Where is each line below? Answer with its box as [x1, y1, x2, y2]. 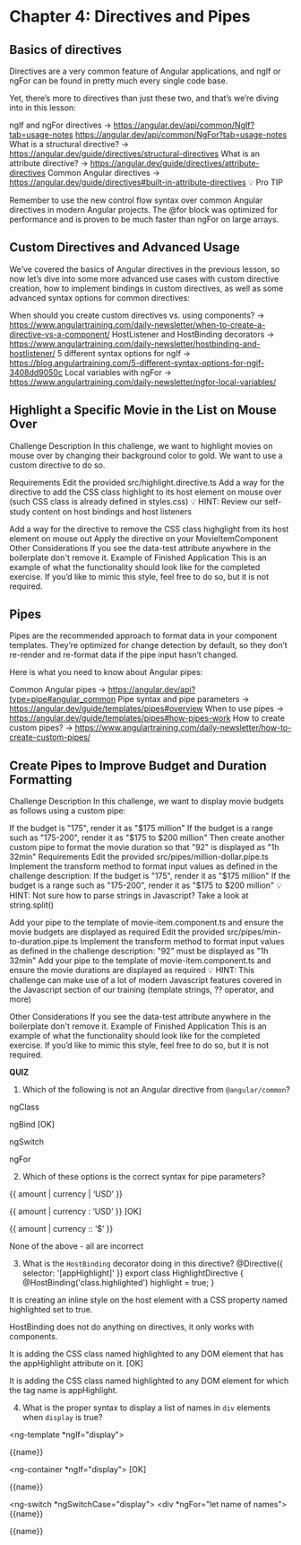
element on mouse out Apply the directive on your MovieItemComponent [9, 532, 279, 544]
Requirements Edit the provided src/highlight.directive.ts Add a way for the [9, 477, 285, 487]
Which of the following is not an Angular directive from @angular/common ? [21, 1084, 291, 1095]
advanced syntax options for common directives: [9, 292, 190, 303]
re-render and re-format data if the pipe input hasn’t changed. [9, 649, 239, 661]
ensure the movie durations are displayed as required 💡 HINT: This [9, 965, 255, 976]
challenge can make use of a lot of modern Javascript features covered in [9, 975, 282, 986]
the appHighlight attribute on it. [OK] [9, 1358, 143, 1369]
